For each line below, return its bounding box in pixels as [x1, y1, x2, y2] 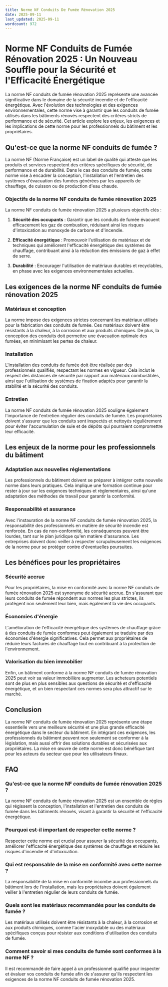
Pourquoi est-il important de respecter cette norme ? [5, 826, 136, 833]
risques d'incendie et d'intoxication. [5, 848, 79, 854]
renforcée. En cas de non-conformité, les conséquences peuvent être [5, 528, 149, 534]
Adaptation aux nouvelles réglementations [5, 465, 111, 472]
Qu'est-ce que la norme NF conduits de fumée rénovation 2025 [5, 780, 162, 787]
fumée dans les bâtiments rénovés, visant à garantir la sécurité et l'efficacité [5, 809, 162, 815]
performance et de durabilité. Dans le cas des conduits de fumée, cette [5, 167, 152, 173]
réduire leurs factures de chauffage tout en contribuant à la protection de [5, 640, 156, 646]
